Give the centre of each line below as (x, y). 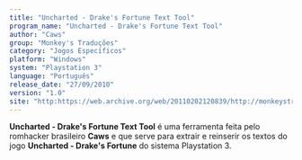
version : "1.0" (38, 93)
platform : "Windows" (48, 59)
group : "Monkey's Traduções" (64, 43)
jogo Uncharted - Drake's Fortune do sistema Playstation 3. (120, 146)
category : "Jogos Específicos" (68, 51)
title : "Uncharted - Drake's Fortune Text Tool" (102, 18)
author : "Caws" (38, 34)
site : (19, 101)
